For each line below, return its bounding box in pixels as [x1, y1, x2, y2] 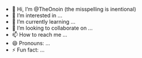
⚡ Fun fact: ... [11, 46, 45, 53]
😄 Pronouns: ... [11, 40, 51, 47]
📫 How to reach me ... [11, 31, 67, 38]
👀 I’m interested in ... [11, 12, 63, 19]
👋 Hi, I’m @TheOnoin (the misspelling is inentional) [11, 6, 136, 12]
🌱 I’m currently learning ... [11, 18, 76, 25]
